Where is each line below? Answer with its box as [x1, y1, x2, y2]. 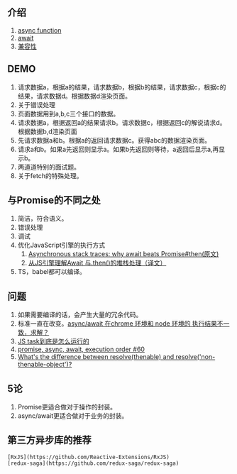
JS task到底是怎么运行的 [17, 337, 90, 346]
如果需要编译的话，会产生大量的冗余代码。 [17, 311, 143, 319]
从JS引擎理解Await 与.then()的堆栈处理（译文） [28, 258, 167, 268]
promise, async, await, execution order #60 [17, 345, 145, 353]
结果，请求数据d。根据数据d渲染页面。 [17, 92, 131, 100]
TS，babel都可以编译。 [17, 268, 87, 276]
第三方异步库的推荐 [7, 434, 92, 446]
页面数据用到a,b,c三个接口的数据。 [17, 109, 120, 118]
